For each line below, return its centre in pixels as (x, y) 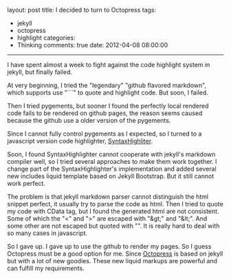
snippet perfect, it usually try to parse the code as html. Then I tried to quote (115, 204)
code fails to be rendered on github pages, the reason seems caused (105, 113)
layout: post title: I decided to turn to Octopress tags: (82, 10)
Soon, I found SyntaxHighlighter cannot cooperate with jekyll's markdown (111, 154)
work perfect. (26, 183)
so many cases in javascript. (47, 233)
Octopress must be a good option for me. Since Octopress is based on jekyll (115, 254)
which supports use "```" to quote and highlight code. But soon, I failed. (108, 93)
